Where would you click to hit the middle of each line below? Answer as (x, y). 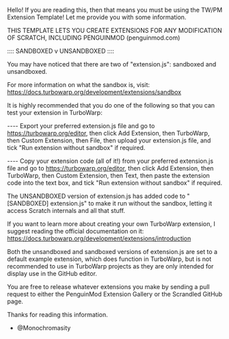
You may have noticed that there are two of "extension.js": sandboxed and (112, 64)
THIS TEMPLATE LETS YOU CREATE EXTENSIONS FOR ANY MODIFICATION (114, 30)
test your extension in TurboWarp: (55, 113)
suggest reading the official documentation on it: (76, 231)
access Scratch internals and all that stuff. (66, 211)
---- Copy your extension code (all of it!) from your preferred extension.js (110, 161)
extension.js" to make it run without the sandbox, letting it (131, 203)
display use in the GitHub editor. (52, 274)
